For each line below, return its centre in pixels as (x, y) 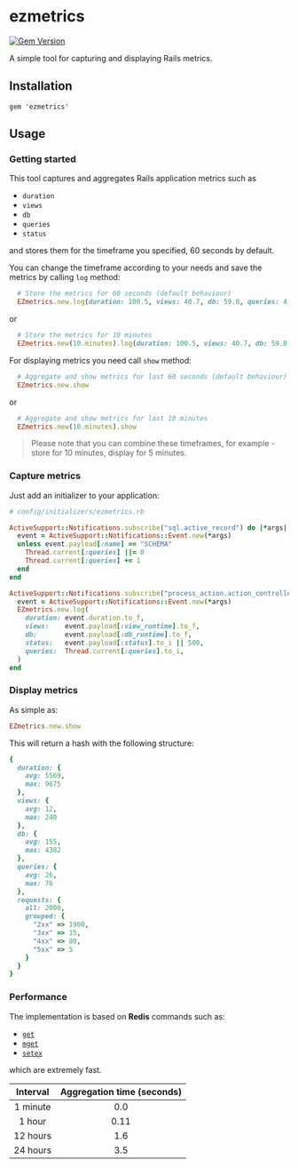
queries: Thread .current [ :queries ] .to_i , (105, 651)
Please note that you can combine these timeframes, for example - (153, 444)
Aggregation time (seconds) (121, 1092)
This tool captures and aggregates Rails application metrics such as (133, 179)
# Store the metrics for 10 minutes (85, 335)
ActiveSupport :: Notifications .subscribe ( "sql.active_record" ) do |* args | (149, 528)
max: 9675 (43, 784)
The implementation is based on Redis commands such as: (117, 1016)
